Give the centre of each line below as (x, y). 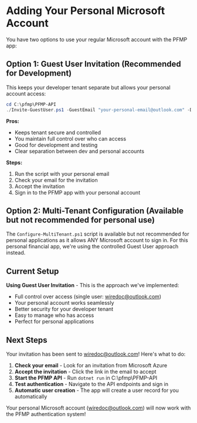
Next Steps (27, 340)
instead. (16, 253)
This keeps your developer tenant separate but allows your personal (89, 87)
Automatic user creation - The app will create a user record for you (96, 390)
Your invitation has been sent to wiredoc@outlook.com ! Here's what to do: (96, 354)
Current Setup (33, 271)
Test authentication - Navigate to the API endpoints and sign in (91, 384)
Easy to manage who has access (54, 315)
